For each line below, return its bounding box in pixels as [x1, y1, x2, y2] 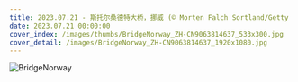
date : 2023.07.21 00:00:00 [9, 21, 111, 30]
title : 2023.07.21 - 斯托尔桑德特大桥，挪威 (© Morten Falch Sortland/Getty [9, 12, 289, 22]
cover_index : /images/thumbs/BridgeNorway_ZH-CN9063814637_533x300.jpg [9, 29, 284, 38]
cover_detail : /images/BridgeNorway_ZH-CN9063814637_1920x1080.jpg [9, 37, 268, 47]
